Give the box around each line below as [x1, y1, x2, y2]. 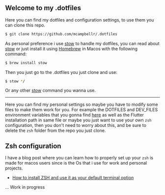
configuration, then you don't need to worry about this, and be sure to [5, 122, 146, 128]
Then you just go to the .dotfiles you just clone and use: [5, 69, 118, 75]
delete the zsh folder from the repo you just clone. [5, 127, 106, 134]
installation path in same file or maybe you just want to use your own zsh [5, 117, 152, 123]
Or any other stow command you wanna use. [5, 88, 96, 94]
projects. [5, 165, 23, 171]
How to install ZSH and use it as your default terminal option [12, 175, 134, 181]
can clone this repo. [5, 22, 46, 28]
